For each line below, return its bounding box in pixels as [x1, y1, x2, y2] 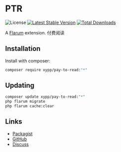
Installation [5, 44, 41, 53]
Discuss [12, 141, 29, 147]
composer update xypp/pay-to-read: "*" [5, 94, 85, 100]
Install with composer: [5, 58, 51, 64]
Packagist [12, 131, 33, 137]
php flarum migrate [5, 99, 46, 104]
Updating [5, 81, 35, 90]
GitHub [12, 136, 27, 142]
